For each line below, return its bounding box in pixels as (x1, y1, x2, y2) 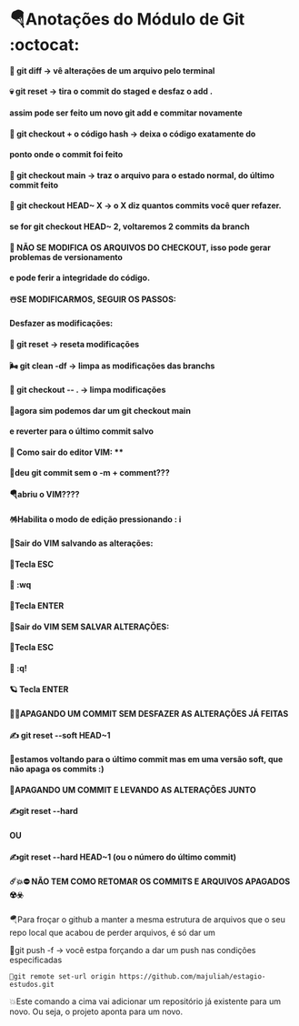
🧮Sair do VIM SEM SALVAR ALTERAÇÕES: (9, 621, 170, 632)
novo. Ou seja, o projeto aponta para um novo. (9, 1006, 184, 1017)
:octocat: (9, 35, 80, 55)
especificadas (9, 954, 63, 965)
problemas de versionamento (9, 251, 123, 262)
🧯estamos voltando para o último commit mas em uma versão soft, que (9, 754, 284, 765)
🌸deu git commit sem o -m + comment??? (9, 468, 170, 478)
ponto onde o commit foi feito (9, 149, 124, 160)
